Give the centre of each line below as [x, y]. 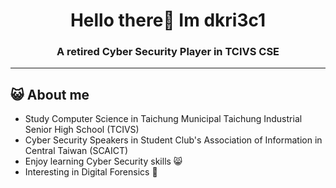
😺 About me [50, 94]
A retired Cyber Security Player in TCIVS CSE [168, 52]
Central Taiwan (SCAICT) [76, 151]
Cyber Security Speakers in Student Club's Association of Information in [173, 140]
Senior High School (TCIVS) [82, 130]
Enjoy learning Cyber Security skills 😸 [103, 161]
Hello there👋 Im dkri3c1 [168, 20]
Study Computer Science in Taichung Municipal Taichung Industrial [163, 119]
